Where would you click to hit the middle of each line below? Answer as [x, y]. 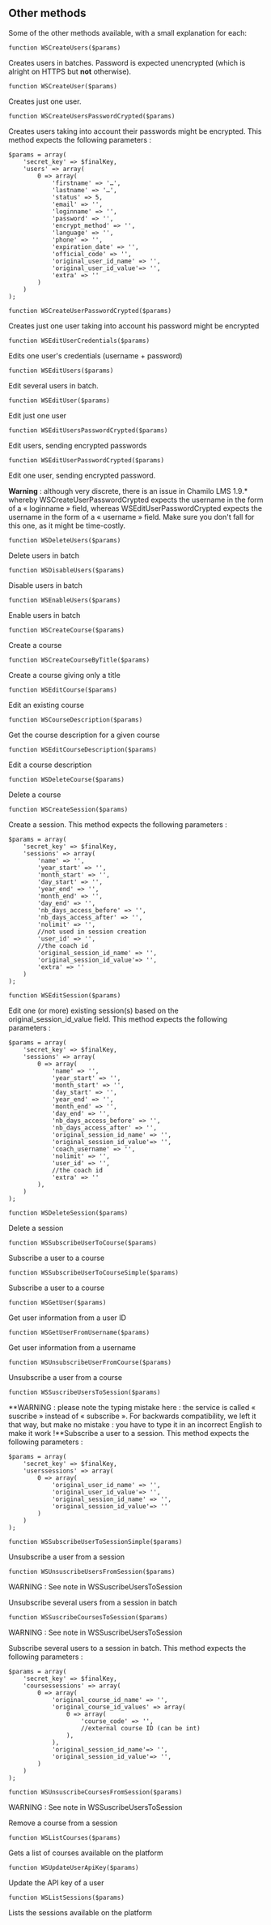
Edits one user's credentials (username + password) [96, 355]
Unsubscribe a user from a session [67, 1557]
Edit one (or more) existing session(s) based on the [94, 1010]
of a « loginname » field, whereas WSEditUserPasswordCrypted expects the [135, 508]
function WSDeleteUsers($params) [65, 540]
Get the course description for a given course [84, 735]
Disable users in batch [46, 585]
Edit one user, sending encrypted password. [82, 475]
